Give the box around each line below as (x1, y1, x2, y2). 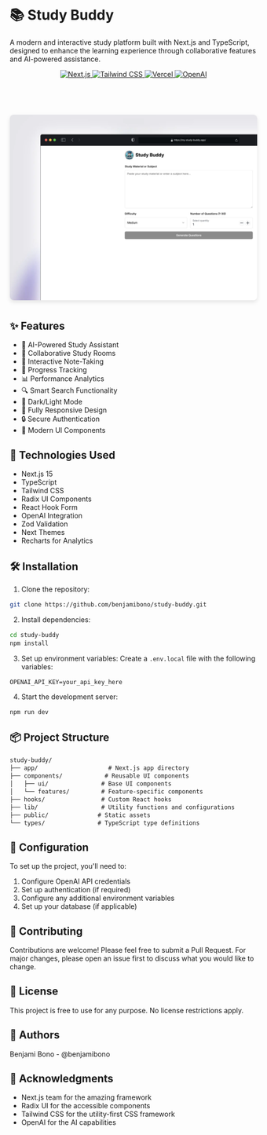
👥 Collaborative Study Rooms (20, 349, 116, 358)
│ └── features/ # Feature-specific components (9, 788, 203, 796)
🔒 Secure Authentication (20, 414, 100, 424)
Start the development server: (20, 692, 119, 701)
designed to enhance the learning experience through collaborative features (9, 46, 257, 55)
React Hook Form (20, 503, 78, 512)
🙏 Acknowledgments (9, 1071, 114, 1085)
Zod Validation (20, 519, 68, 529)
